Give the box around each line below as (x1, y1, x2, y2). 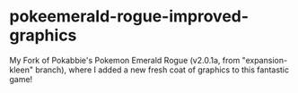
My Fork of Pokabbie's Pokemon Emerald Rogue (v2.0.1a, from (9, 55, 241, 65)
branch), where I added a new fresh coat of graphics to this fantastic (35, 64, 290, 75)
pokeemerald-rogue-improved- (9, 6, 250, 27)
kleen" (9, 64, 34, 75)
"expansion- (241, 55, 288, 65)
